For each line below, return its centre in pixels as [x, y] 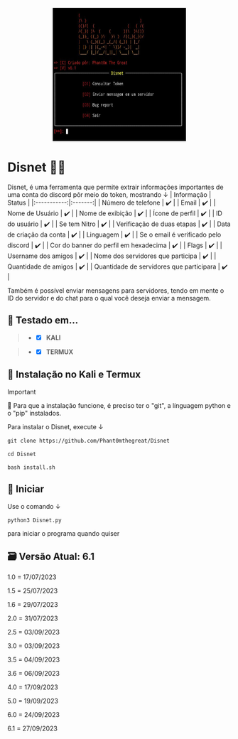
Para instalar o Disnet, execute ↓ [55, 426]
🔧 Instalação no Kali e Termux [74, 375]
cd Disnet [22, 454]
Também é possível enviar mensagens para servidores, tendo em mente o [116, 290]
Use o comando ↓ [34, 506]
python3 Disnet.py [34, 520]
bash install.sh [31, 467]
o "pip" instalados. [34, 413]
